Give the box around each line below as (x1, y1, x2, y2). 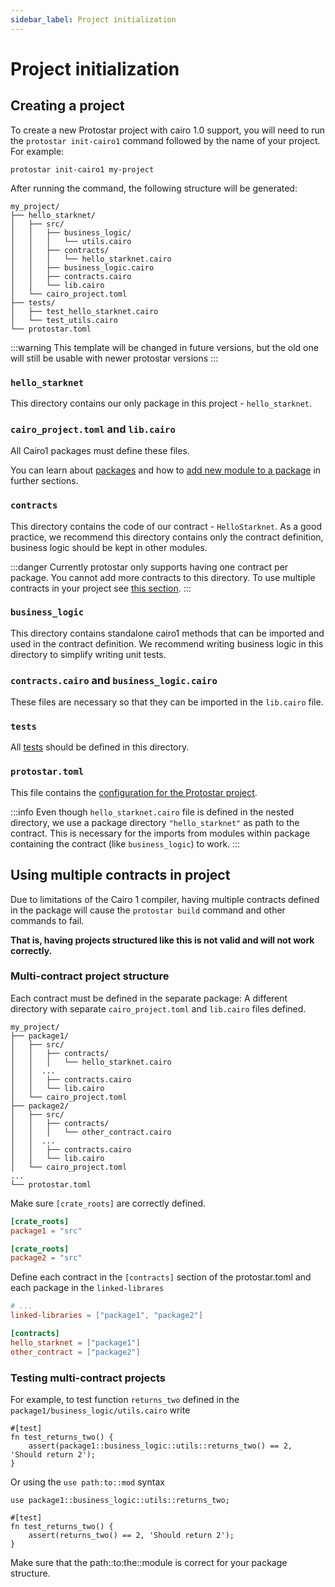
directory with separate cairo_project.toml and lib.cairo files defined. (10, 1002, 307, 1015)
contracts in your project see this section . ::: (10, 582, 192, 594)
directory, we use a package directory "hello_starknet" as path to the (10, 816, 300, 828)
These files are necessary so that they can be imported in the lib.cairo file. (10, 696, 324, 708)
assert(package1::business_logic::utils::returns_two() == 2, (28, 1441, 293, 1451)
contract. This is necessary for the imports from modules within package (10, 827, 310, 839)
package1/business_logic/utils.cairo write (10, 1404, 191, 1416)
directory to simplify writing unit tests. (10, 648, 167, 660)
